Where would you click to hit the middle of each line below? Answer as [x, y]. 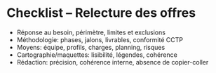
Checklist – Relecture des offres [101, 13]
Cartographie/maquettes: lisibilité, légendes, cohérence [97, 55]
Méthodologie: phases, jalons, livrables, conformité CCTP [100, 39]
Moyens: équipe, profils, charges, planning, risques [91, 47]
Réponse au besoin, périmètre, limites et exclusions [91, 32]
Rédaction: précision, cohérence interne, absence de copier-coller [113, 62]
